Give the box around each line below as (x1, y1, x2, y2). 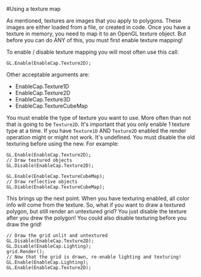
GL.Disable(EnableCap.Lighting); (6, 243, 92, 249)
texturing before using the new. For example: (6, 140, 119, 147)
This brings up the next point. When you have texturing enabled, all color (6, 195, 189, 202)
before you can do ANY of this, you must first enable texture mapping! (6, 37, 183, 43)
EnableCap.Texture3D (15, 96, 71, 103)
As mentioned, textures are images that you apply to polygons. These (6, 17, 181, 24)
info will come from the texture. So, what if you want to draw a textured (6, 201, 185, 209)
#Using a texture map (6, 6, 61, 12)
